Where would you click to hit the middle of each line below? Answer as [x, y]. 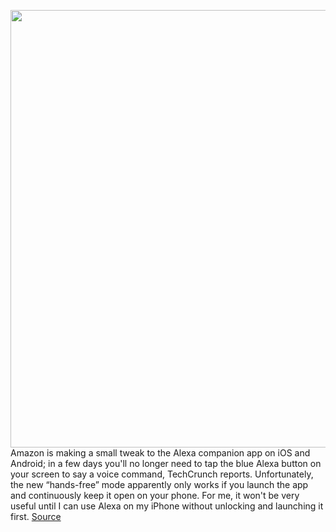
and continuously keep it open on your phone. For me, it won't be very [155, 495]
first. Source [36, 516]
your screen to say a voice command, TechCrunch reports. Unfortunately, [162, 474]
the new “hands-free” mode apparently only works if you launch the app [159, 484]
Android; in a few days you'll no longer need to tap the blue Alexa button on [166, 463]
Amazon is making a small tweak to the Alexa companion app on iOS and [160, 453]
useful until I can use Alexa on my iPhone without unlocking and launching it [167, 506]
